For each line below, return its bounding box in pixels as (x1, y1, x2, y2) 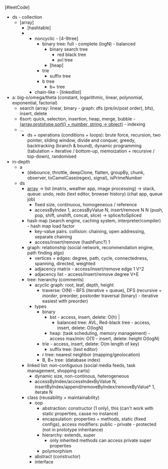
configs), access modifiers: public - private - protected (42, 421, 157, 427)
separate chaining (34, 234, 73, 240)
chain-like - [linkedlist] (34, 89, 82, 95)
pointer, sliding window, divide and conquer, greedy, (27, 137, 136, 143)
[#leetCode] (5, 5, 30, 10)
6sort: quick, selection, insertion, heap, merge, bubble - (19, 116, 136, 122)
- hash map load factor (27, 223, 75, 229)
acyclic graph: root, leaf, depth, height (34, 282, 114, 288)
